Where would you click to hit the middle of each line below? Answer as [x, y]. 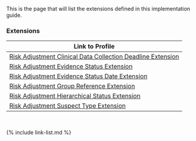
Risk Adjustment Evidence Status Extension [71, 67]
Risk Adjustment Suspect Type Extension [67, 106]
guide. [14, 15]
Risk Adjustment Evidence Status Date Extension [78, 76]
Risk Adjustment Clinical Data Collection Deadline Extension [94, 57]
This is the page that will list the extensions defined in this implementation [98, 9]
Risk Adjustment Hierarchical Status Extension [75, 96]
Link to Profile [94, 47]
